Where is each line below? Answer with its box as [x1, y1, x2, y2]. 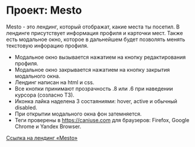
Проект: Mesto [6, 4, 82, 17]
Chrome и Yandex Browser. [14, 123, 82, 130]
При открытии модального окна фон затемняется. [14, 110, 142, 117]
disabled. [14, 104, 37, 111]
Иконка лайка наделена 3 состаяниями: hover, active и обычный [14, 97, 177, 104]
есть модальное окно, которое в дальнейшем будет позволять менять [6, 36, 186, 43]
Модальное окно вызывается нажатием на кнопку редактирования [14, 53, 186, 60]
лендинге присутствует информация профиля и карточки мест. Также [6, 29, 183, 36]
